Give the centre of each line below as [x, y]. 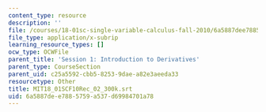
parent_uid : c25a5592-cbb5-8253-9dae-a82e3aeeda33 [93, 74]
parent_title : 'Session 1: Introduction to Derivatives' [104, 60]
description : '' [35, 23]
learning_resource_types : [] [56, 45]
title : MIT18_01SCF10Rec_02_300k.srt [70, 89]
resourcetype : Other [42, 81]
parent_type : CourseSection [55, 67]
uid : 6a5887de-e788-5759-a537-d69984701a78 [81, 96]
